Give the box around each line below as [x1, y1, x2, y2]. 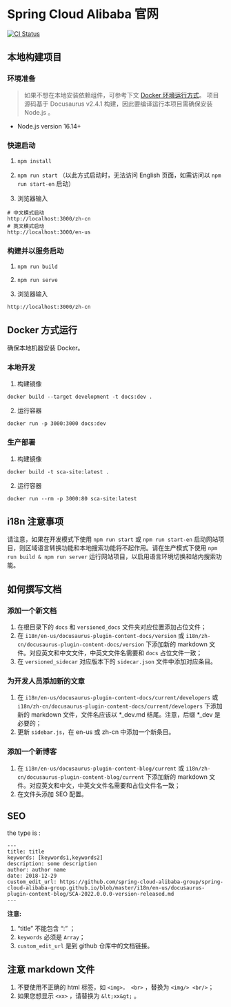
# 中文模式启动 [7, 209, 45, 216]
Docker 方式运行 [7, 324, 78, 336]
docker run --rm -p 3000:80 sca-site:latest [7, 495, 137, 502]
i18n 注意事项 [7, 516, 64, 527]
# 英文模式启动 [7, 223, 45, 229]
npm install [17, 158, 52, 164]
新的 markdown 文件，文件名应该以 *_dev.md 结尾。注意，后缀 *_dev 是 [17, 710, 221, 719]
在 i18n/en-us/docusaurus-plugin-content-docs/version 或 [17, 632, 185, 640]
